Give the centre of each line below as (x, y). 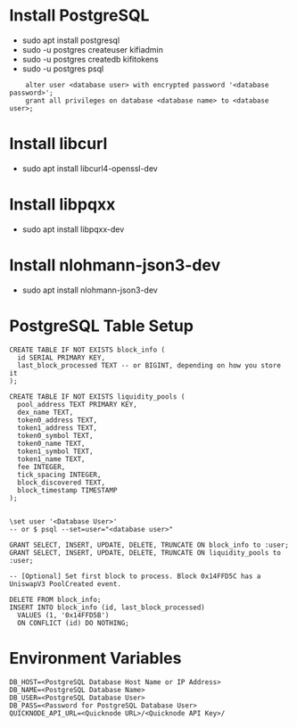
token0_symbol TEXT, (55, 435)
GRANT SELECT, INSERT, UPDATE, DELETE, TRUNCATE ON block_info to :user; (149, 545)
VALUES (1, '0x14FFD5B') (63, 615)
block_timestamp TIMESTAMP (67, 490)
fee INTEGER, (41, 467)
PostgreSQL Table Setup (102, 326)
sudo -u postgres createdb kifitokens (90, 59)
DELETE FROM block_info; (55, 599)
